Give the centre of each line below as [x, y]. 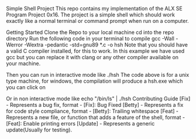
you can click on [26, 87]
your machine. [23, 63]
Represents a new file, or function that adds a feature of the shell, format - [96, 117]
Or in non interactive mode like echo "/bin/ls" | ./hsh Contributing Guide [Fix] [98, 99]
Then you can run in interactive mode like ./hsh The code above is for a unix [98, 75]
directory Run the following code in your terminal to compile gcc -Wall [90, 38]
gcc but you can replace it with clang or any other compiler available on [92, 57]
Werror [15, 45]
